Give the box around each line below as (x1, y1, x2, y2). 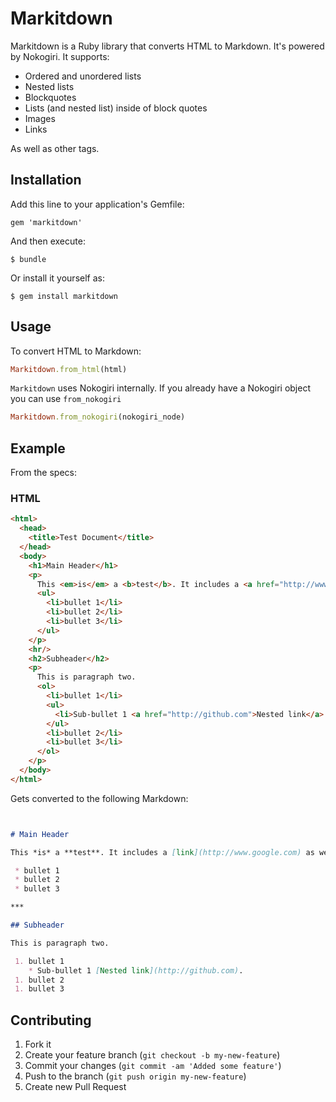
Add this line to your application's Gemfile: (10, 198, 185, 210)
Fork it (24, 1038, 52, 1051)
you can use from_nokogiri (10, 393, 122, 405)
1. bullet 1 (14, 956, 65, 966)
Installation (10, 172, 82, 189)
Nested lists (24, 80, 75, 92)
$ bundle (10, 254, 47, 264)
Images (24, 112, 56, 124)
